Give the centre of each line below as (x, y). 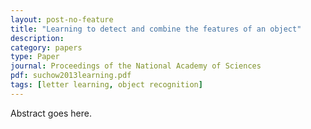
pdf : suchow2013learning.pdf (71, 76)
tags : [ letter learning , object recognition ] (106, 85)
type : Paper (35, 57)
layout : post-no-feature (62, 19)
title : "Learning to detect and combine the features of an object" (156, 29)
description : (37, 38)
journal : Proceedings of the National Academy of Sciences (136, 66)
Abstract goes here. (51, 113)
